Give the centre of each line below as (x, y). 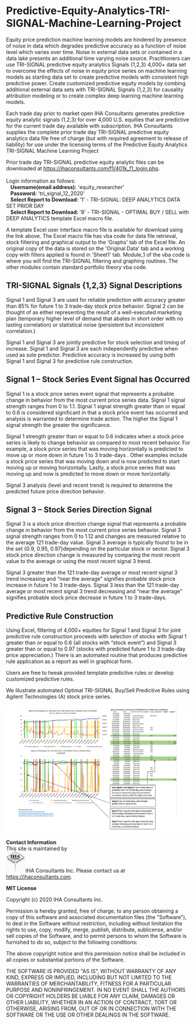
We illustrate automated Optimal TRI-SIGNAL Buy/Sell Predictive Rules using (98, 691)
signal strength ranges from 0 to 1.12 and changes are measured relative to (96, 536)
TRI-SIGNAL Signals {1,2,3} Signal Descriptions (94, 286)
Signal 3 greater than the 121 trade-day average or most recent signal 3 (92, 573)
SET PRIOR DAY (25, 206)
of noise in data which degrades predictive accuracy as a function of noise (96, 46)
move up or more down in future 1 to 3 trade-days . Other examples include (97, 455)
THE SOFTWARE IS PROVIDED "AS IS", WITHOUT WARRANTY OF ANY (91, 971)
